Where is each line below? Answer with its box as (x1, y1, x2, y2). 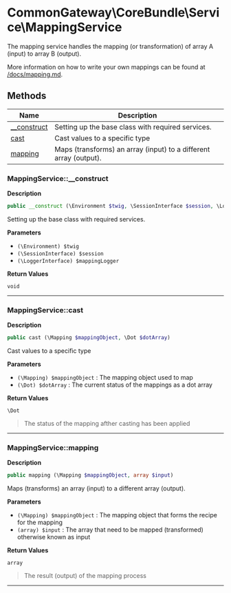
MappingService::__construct (7, 173, 109, 183)
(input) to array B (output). (7, 50, 81, 58)
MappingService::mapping (7, 443, 99, 453)
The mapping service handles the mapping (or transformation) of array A (7, 42, 214, 50)
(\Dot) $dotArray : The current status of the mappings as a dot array (16, 380, 213, 389)
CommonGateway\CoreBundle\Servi (7, 5, 220, 21)
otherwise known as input (16, 533, 91, 541)
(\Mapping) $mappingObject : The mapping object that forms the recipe (16, 511, 218, 519)
